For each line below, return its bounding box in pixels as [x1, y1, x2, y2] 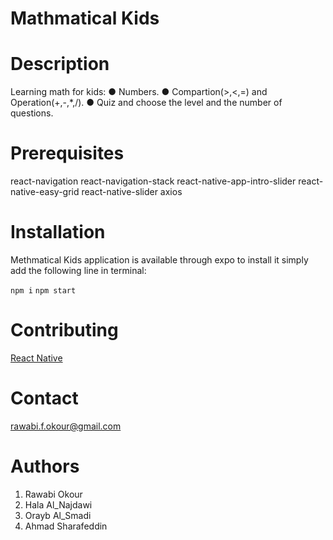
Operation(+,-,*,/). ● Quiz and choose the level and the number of [10, 97, 283, 109]
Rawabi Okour [24, 488, 83, 500]
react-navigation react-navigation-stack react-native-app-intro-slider [10, 175, 297, 187]
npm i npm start [10, 286, 77, 296]
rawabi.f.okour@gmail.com [10, 420, 122, 432]
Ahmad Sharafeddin [24, 520, 108, 532]
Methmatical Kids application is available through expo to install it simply [10, 254, 309, 266]
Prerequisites [10, 142, 125, 165]
